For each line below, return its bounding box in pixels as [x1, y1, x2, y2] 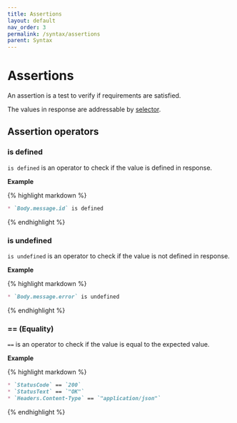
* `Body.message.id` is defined [7, 205, 104, 212]
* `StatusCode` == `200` [7, 382, 81, 389]
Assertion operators [7, 126, 99, 138]
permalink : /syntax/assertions [7, 30, 101, 38]
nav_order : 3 [7, 24, 46, 31]
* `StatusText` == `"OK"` [7, 388, 84, 395]
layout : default [7, 17, 56, 24]
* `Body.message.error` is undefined [7, 293, 120, 300]
